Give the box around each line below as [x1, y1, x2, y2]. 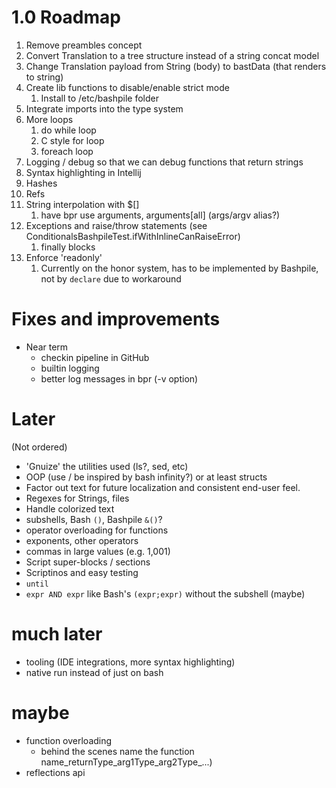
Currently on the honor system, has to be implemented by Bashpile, [40, 262, 319, 274]
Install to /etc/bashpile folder [40, 92, 159, 104]
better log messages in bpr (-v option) [40, 372, 199, 385]
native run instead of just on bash [25, 666, 164, 678]
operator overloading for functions [25, 524, 169, 536]
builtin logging [40, 362, 100, 374]
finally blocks [40, 241, 96, 253]
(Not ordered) [11, 441, 68, 453]
